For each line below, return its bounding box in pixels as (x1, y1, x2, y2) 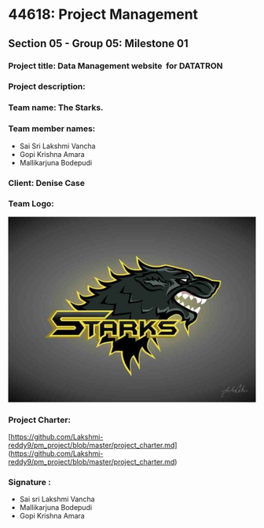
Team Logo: (8, 198, 54, 209)
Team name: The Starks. (8, 102, 104, 113)
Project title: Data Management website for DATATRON (8, 60, 223, 71)
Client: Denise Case (8, 177, 85, 188)
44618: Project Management (8, 5, 199, 24)
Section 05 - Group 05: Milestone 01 (8, 37, 189, 50)
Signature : (8, 477, 51, 488)
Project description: (8, 81, 86, 92)
